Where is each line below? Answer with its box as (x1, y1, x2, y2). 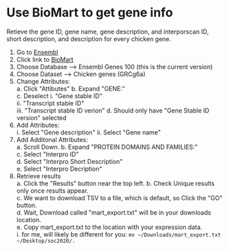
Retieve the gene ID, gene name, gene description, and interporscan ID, (6, 27, 209, 36)
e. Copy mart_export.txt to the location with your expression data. (16, 223, 203, 231)
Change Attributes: (16, 77, 70, 85)
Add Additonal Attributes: (16, 135, 89, 143)
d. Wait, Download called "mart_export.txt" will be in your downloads (16, 208, 211, 217)
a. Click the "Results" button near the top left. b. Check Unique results (16, 179, 215, 187)
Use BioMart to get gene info (6, 5, 173, 21)
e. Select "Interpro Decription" (16, 165, 102, 173)
